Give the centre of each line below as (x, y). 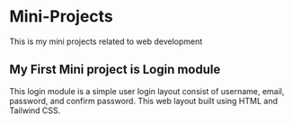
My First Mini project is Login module (115, 70)
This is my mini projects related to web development (106, 41)
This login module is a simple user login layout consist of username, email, (147, 91)
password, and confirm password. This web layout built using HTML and (144, 101)
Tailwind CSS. (35, 110)
